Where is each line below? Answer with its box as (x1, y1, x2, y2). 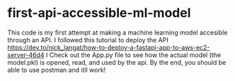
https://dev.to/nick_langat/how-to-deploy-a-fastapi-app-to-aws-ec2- (7, 43, 210, 51)
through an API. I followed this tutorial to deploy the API (7, 35, 168, 44)
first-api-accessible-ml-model (7, 5, 191, 21)
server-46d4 (7, 51, 45, 59)
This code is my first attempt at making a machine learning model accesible (7, 28, 228, 37)
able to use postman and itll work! (7, 66, 106, 74)
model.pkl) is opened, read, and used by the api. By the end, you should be (7, 58, 227, 66)
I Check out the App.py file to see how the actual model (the (45, 51, 222, 59)
